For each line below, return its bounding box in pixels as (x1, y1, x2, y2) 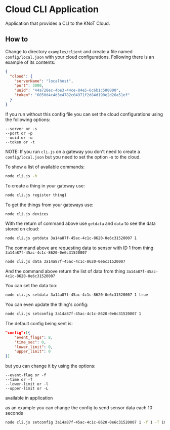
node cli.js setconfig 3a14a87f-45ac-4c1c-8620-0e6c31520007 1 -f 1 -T (5, 420, 159, 425)
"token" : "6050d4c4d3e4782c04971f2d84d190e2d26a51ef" (14, 93, 130, 98)
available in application (5, 395, 53, 401)
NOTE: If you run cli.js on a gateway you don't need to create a (5, 148, 140, 154)
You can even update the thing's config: (5, 301, 89, 307)
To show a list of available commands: (5, 164, 85, 170)
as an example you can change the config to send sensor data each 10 (5, 405, 153, 411)
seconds (5, 410, 24, 416)
